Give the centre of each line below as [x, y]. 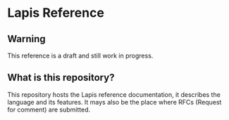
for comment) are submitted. [49, 109]
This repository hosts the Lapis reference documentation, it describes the [114, 94]
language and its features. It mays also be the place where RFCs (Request [114, 102]
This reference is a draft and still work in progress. [80, 55]
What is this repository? [61, 78]
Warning [26, 39]
